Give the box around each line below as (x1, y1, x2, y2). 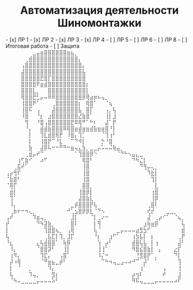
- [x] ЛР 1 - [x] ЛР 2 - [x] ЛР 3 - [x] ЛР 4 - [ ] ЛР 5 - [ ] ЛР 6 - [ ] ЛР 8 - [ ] (5, 36, 188, 43)
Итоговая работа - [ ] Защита (5, 42, 80, 50)
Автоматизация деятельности (20, 4, 179, 17)
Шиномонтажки (57, 16, 142, 30)
